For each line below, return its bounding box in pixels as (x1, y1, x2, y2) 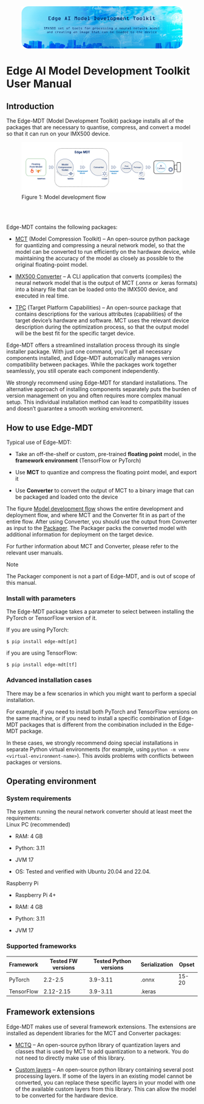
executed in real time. (15, 292, 70, 299)
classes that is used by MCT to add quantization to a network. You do (15, 1048, 189, 1055)
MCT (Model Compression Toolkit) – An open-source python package (15, 235, 190, 243)
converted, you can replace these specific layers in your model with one (15, 1078, 196, 1086)
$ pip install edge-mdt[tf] (6, 662, 78, 668)
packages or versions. (6, 758, 62, 766)
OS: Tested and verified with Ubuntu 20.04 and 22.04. (15, 868, 151, 875)
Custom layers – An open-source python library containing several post (15, 1066, 194, 1073)
